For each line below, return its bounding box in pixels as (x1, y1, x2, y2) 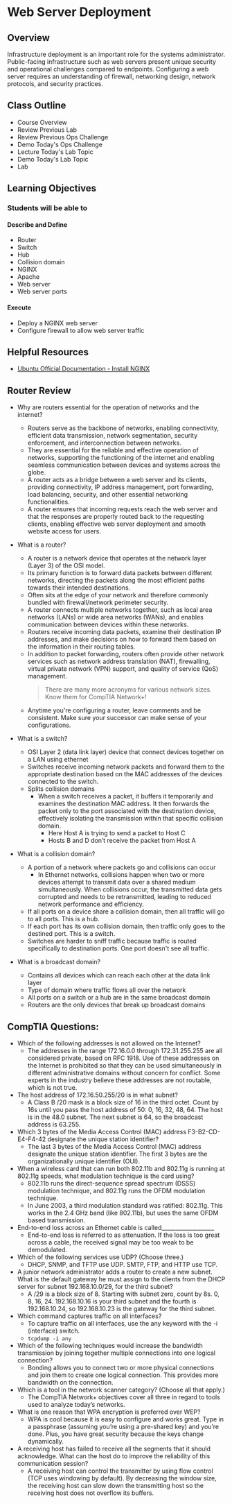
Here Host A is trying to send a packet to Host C (48, 829, 186, 837)
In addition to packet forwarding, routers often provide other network (27, 650, 224, 658)
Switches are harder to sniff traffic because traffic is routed (27, 937, 197, 946)
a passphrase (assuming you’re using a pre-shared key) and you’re (27, 1422, 220, 1430)
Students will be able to (7, 203, 88, 213)
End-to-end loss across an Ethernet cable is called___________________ (17, 1223, 215, 1231)
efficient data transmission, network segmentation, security (27, 431, 198, 440)
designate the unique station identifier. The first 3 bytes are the (27, 1150, 208, 1158)
